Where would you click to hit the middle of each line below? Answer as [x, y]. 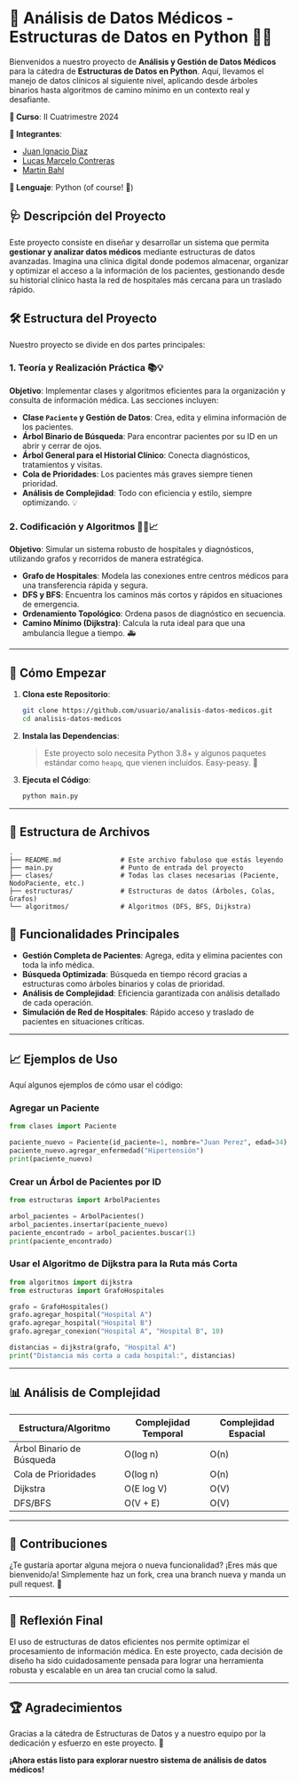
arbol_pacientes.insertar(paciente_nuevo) [89, 1224]
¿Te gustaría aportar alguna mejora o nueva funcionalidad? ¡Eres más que [143, 1565]
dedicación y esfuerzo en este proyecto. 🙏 [86, 1743]
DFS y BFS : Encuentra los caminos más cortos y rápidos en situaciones [152, 595]
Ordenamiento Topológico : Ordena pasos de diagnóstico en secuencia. [154, 614]
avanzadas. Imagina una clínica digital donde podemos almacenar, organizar [149, 261]
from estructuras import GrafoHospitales [87, 1290]
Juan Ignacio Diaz [55, 151]
